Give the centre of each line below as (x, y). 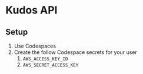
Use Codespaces (35, 46)
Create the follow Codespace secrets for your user (76, 52)
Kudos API (31, 10)
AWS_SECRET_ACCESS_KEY (51, 65)
